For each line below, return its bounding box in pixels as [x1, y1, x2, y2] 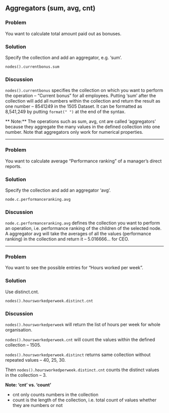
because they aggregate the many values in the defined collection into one [5, 124, 160, 130]
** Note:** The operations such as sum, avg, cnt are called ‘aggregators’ [5, 118, 156, 125]
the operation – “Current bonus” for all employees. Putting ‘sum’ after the [5, 93, 156, 99]
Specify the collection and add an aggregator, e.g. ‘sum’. [5, 54, 122, 60]
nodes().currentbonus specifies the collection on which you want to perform [5, 88, 163, 94]
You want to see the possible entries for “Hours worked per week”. [5, 265, 143, 271]
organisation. [5, 327, 33, 333]
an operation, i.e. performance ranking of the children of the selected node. [5, 225, 162, 231]
